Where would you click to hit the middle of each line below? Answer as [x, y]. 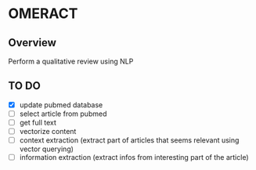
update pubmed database [61, 105]
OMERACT [43, 14]
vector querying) [47, 149]
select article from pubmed [63, 114]
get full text [38, 122]
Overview [32, 43]
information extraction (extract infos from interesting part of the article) [134, 157]
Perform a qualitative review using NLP [71, 61]
